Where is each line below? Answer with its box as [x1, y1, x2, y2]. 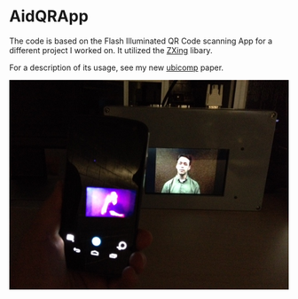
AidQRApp [9, 6, 89, 27]
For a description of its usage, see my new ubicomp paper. [9, 62, 224, 73]
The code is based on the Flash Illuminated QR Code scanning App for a [9, 35, 273, 46]
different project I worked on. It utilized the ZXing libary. [9, 44, 213, 55]
